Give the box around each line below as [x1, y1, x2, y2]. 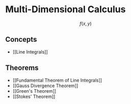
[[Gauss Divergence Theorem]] [12, 83, 78, 89]
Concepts [5, 35, 37, 44]
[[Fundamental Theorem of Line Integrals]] [12, 77, 102, 83]
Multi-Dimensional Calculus [5, 4, 126, 15]
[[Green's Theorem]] [12, 88, 57, 94]
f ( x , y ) [80, 20, 92, 27]
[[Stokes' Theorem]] [12, 93, 56, 99]
